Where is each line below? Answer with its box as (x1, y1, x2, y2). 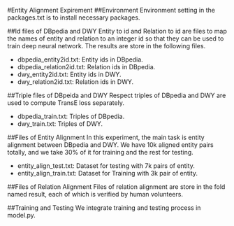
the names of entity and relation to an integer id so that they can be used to (7, 34, 224, 43)
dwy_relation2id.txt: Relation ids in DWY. (17, 78, 134, 86)
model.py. (7, 211, 36, 219)
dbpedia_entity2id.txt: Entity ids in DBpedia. (17, 55, 143, 64)
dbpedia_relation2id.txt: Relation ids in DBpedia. (17, 63, 156, 71)
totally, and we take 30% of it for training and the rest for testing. (7, 148, 193, 156)
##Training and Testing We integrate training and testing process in (7, 204, 201, 212)
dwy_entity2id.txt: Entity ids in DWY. (17, 70, 122, 78)
